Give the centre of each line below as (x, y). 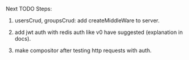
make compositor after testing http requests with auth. (83, 50)
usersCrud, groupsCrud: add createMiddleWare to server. (87, 20)
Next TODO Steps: (29, 9)
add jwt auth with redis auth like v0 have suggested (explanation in (98, 32)
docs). (23, 38)
